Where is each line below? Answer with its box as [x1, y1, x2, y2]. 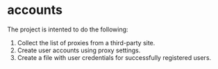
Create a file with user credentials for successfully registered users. [17, 53, 212, 61]
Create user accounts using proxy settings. [17, 46, 141, 54]
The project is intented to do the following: [7, 25, 128, 33]
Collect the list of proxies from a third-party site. [17, 38, 156, 47]
